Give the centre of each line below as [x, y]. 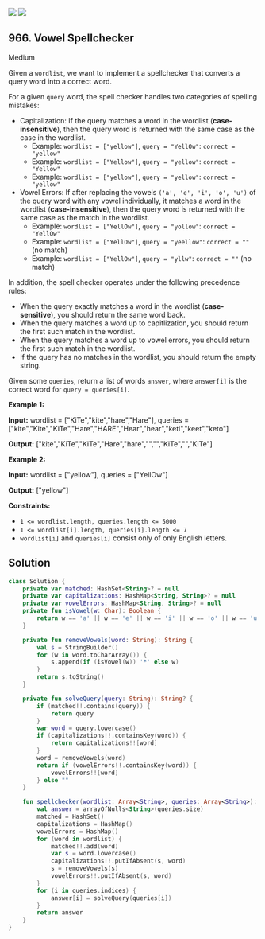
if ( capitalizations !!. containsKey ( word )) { [111, 736]
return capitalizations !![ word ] [104, 743]
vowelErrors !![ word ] [84, 773]
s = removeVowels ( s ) [84, 869]
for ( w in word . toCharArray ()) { [92, 655]
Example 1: [27, 404]
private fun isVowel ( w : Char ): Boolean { [92, 611]
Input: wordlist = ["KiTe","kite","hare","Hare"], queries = [98, 420]
